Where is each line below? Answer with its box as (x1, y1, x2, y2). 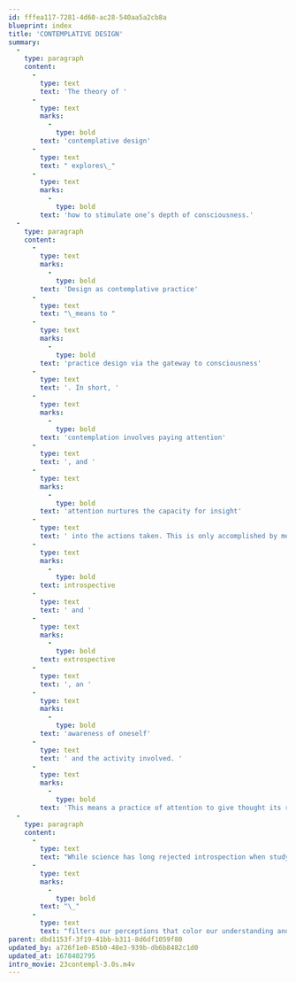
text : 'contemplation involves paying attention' (40, 433, 226, 442)
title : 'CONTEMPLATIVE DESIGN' (8, 29, 124, 38)
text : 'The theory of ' (40, 87, 127, 96)
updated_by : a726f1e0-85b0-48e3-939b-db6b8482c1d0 (8, 943, 199, 952)
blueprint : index (8, 21, 72, 30)
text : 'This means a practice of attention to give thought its (40, 803, 282, 812)
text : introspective (40, 581, 116, 590)
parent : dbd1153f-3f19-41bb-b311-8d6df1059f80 (8, 935, 183, 944)
